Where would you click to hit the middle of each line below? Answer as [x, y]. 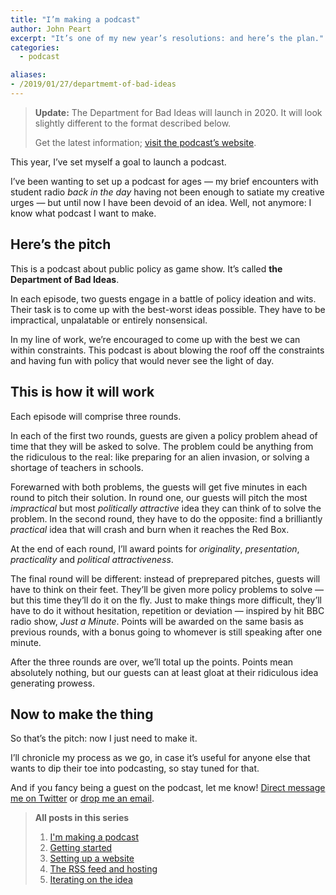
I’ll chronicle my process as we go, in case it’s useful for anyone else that [160, 758]
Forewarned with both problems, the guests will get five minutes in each [159, 487]
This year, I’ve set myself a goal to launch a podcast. [118, 162]
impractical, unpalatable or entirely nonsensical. [109, 320]
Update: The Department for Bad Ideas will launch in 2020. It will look [178, 112]
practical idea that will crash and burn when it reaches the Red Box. [150, 529]
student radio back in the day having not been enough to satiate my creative [167, 192]
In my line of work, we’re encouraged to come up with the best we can [155, 339]
